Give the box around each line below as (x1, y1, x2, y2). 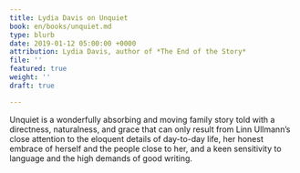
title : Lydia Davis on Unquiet (9, 13, 129, 23)
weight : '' (9, 73, 51, 82)
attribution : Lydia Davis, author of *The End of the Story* (9, 47, 247, 56)
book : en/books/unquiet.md (9, 22, 112, 31)
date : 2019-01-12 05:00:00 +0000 (9, 38, 137, 48)
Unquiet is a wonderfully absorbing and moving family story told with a (9, 114, 275, 125)
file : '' (9, 56, 43, 65)
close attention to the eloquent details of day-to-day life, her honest (9, 133, 264, 144)
